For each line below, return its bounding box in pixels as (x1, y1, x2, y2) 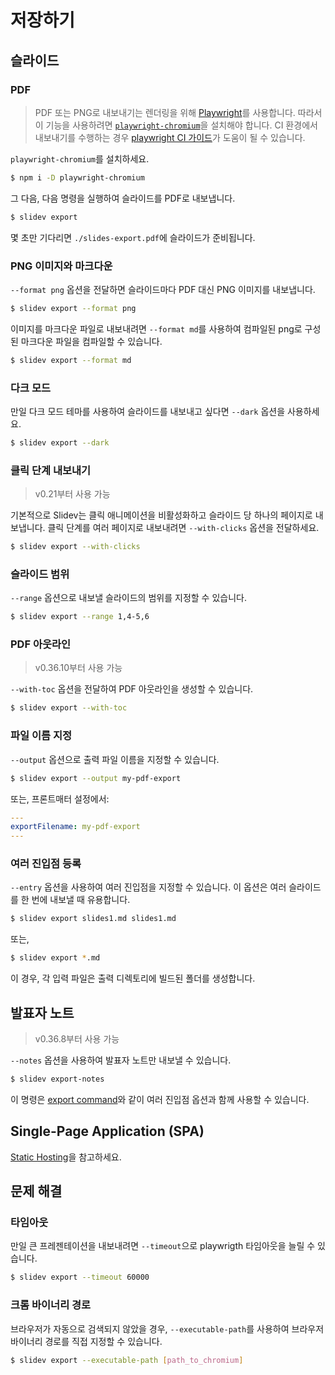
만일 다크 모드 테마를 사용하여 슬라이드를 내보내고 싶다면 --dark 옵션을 (10, 405, 286, 417)
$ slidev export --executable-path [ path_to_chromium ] (10, 1355, 244, 1365)
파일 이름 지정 (10, 729, 73, 743)
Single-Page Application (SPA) (10, 1123, 205, 1140)
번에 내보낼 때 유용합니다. (31, 894, 131, 906)
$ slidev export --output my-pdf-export (10, 773, 182, 783)
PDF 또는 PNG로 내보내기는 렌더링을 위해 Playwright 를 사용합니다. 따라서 (34, 106, 323, 118)
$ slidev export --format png (10, 303, 137, 313)
